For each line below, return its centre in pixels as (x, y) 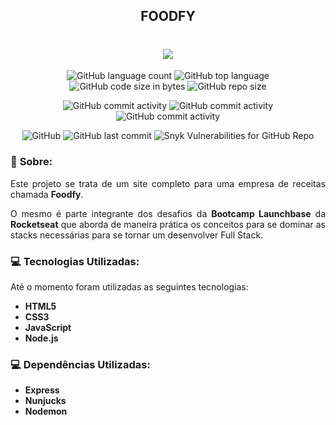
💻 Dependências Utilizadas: (80, 364)
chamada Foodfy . (47, 194)
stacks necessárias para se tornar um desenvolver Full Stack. (137, 235)
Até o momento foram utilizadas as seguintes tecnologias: (129, 286)
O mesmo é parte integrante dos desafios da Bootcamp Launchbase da (168, 213)
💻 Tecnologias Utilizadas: (75, 261)
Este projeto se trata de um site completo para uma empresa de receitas (168, 183)
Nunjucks (45, 401)
